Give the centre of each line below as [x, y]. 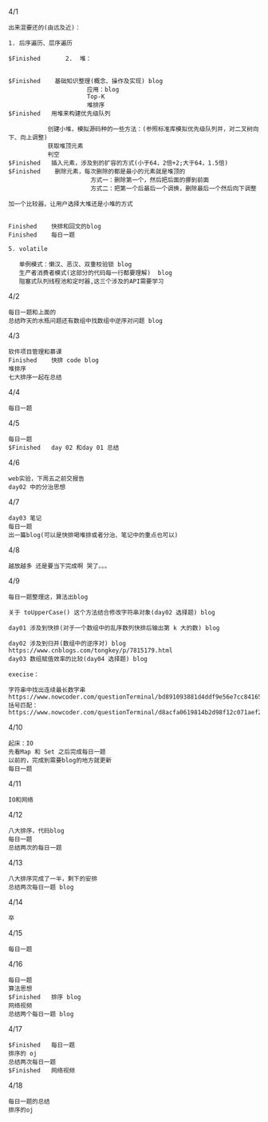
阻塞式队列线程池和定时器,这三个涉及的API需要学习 [91, 281]
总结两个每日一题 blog [41, 1014]
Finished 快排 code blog [54, 360]
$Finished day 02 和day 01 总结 [64, 448]
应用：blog [103, 90]
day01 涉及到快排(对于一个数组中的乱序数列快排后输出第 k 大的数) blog [114, 628]
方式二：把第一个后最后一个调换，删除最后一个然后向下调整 [173, 189]
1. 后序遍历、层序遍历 [41, 43]
